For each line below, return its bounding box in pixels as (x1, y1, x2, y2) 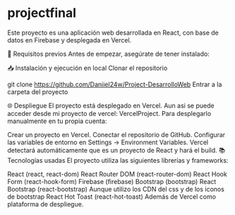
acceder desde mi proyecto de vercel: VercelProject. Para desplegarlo (7, 109, 212, 117)
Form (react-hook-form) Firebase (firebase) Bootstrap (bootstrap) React (7, 177, 217, 185)
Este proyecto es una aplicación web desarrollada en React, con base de (7, 28, 219, 37)
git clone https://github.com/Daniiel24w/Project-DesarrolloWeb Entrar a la (7, 80, 222, 88)
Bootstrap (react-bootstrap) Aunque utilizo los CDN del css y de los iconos (7, 185, 224, 193)
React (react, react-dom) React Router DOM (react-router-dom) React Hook (7, 170, 227, 178)
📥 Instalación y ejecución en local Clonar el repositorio (7, 64, 168, 72)
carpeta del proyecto (7, 87, 68, 96)
